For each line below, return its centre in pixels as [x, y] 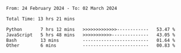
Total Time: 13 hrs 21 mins [41, 19]
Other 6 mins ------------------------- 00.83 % [91, 46]
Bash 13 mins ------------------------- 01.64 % [91, 40]
